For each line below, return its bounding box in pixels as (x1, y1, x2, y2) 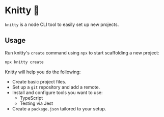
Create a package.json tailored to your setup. (12, 105, 106, 111)
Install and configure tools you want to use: (12, 89, 103, 96)
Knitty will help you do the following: (5, 69, 81, 75)
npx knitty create (5, 60, 44, 65)
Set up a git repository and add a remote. (12, 84, 100, 90)
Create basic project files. (12, 78, 67, 84)
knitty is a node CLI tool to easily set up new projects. (5, 21, 119, 27)
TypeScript (19, 95, 43, 101)
